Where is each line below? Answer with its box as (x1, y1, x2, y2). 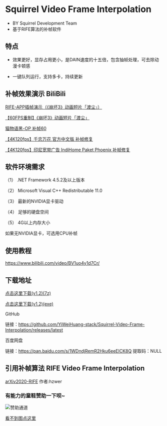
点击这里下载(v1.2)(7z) (5, 290, 51, 296)
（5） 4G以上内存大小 (5, 220, 50, 226)
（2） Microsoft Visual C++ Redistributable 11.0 (5, 187, 102, 194)
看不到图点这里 (5, 415, 36, 421)
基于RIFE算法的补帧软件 (12, 26, 61, 32)
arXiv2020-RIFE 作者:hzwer (5, 378, 62, 384)
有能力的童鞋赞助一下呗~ (5, 392, 65, 399)
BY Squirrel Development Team (12, 20, 77, 26)
